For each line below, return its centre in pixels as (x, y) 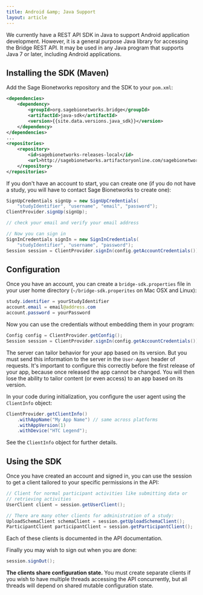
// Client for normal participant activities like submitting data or (97, 493)
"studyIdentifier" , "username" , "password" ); (76, 245)
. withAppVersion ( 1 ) (42, 425)
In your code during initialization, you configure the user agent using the (96, 396)
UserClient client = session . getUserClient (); (66, 505)
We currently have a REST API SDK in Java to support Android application (98, 34)
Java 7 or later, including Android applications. (64, 54)
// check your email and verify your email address (72, 223)
